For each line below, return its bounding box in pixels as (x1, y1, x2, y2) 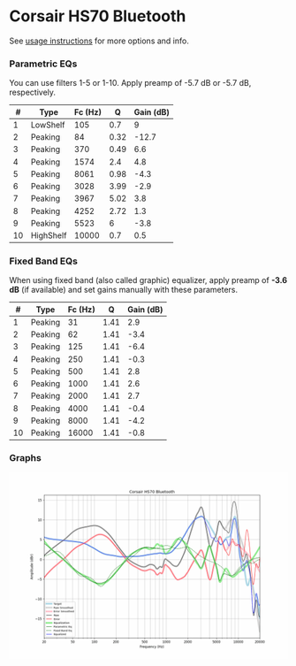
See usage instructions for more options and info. (9, 35, 190, 46)
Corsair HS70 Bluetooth (9, 6, 186, 27)
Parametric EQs (9, 57, 78, 70)
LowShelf (30, 119, 65, 130)
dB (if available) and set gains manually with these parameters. (9, 285, 239, 295)
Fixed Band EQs (9, 255, 78, 267)
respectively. (9, 87, 56, 98)
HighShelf (30, 230, 67, 241)
